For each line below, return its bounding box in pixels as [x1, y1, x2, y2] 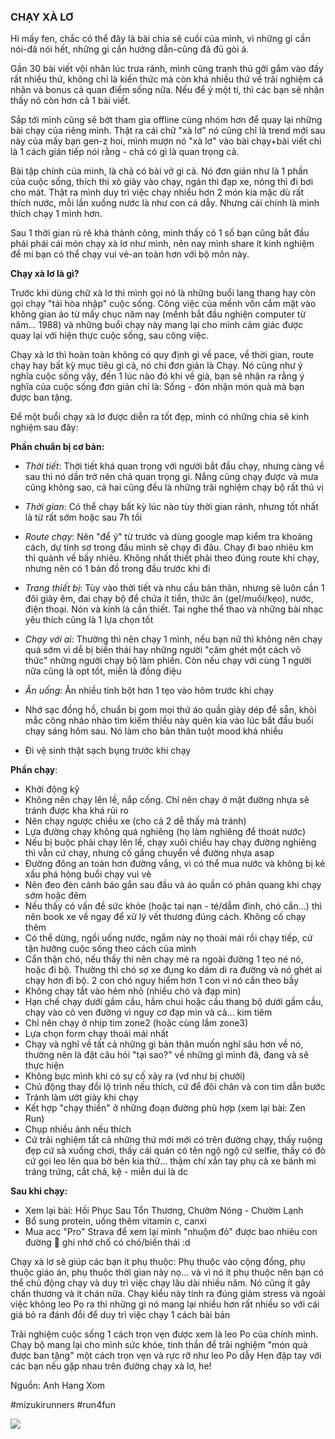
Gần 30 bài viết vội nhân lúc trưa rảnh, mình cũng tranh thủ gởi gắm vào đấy [10, 63, 324, 75]
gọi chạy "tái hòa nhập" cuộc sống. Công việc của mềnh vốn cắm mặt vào [10, 298, 317, 310]
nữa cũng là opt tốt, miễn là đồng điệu [24, 665, 182, 677]
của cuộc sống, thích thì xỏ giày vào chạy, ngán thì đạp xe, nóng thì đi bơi [10, 176, 314, 188]
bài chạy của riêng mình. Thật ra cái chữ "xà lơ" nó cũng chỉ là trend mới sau [10, 125, 326, 137]
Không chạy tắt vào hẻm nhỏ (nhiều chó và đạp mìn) [24, 985, 242, 997]
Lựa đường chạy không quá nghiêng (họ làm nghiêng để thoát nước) [24, 826, 306, 838]
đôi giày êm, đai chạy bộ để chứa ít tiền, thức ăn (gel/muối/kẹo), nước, [24, 593, 314, 605]
